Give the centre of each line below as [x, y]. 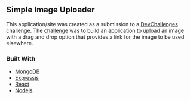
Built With [21, 58]
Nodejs [24, 90]
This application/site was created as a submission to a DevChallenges [92, 24]
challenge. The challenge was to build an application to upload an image [95, 30]
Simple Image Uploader [50, 10]
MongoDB [27, 71]
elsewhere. [20, 43]
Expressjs [27, 78]
